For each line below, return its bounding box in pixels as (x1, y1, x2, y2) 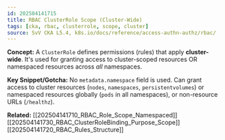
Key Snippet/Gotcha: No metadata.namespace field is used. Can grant (7, 76, 202, 84)
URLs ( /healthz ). (7, 97, 55, 106)
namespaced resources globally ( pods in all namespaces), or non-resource (7, 91, 218, 99)
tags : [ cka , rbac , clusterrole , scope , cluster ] (7, 23, 149, 30)
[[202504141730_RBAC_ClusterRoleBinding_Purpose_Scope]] (7, 118, 180, 127)
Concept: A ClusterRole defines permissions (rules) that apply (7, 48, 185, 56)
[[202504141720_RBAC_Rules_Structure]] (7, 126, 124, 134)
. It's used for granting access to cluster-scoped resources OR (21, 56, 198, 64)
